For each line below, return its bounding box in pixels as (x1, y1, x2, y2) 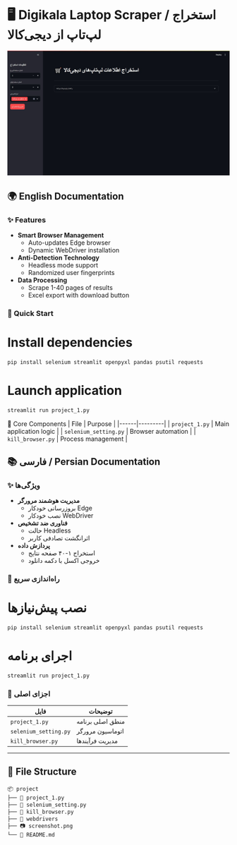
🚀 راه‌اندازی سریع (7, 574, 60, 584)
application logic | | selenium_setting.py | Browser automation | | (7, 427, 196, 435)
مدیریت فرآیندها (76, 736, 119, 746)
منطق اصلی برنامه (76, 717, 126, 725)
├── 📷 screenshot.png (7, 822, 73, 829)
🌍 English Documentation (7, 190, 124, 202)
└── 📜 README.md (7, 831, 55, 838)
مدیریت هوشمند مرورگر (17, 497, 80, 505)
